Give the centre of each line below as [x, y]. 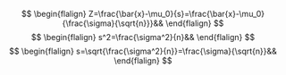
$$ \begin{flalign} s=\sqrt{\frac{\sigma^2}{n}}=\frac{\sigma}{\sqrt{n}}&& [143, 51]
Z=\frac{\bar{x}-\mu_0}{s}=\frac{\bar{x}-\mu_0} [177, 14]
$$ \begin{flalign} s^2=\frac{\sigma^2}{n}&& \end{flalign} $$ [143, 37]
